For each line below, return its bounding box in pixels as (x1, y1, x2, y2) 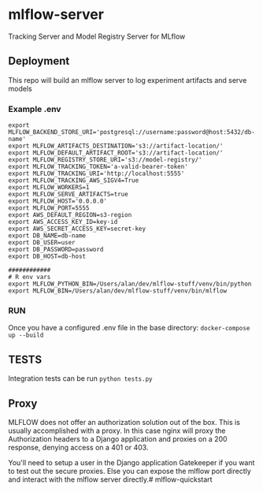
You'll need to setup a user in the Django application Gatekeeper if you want (8, 457, 255, 467)
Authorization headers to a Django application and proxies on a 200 (8, 434, 228, 443)
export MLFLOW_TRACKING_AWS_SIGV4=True (8, 177, 139, 184)
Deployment (8, 54, 70, 68)
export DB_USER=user (8, 239, 76, 247)
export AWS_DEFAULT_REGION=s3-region (8, 211, 132, 219)
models (8, 84, 33, 93)
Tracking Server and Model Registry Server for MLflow (8, 32, 186, 41)
